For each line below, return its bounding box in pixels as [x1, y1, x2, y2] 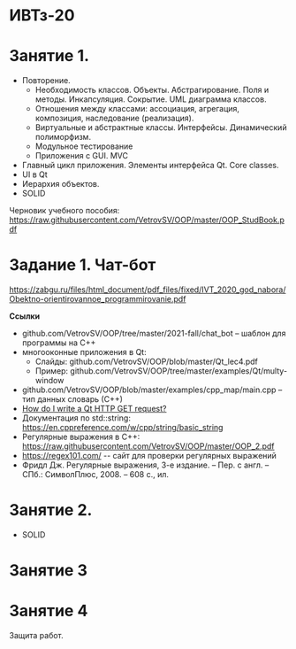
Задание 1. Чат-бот [9, 255, 156, 275]
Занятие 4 [9, 601, 88, 621]
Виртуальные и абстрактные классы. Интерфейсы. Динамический [34, 122, 287, 133]
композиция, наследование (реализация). [34, 112, 194, 124]
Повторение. [21, 75, 71, 86]
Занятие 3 [9, 560, 88, 581]
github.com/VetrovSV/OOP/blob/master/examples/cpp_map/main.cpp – [21, 384, 283, 395]
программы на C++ [21, 337, 96, 348]
